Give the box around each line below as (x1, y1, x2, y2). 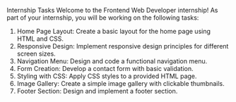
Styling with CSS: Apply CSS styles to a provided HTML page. (16, 72, 197, 80)
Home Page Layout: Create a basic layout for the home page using (16, 27, 211, 35)
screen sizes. (16, 49, 56, 58)
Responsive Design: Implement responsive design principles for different (16, 42, 229, 50)
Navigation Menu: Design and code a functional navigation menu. (16, 57, 208, 65)
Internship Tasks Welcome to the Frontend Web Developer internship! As (6, 6, 218, 14)
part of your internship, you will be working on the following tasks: (6, 13, 199, 22)
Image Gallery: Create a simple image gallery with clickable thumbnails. (16, 79, 225, 87)
